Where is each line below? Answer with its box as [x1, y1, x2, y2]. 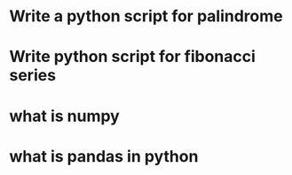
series [9, 65, 56, 86]
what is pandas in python [9, 146, 199, 166]
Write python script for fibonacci [9, 47, 256, 67]
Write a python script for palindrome [9, 6, 283, 27]
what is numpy [9, 106, 120, 126]
